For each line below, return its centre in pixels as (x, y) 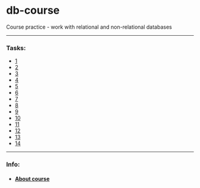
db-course (33, 10)
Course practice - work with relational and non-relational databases (89, 27)
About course (32, 178)
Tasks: (16, 48)
